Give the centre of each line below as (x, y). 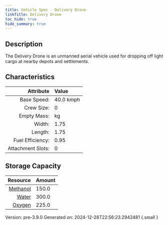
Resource (19, 180)
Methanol (20, 188)
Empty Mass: (34, 115)
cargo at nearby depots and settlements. (47, 61)
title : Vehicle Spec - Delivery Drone (46, 10)
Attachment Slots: (29, 148)
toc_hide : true (21, 19)
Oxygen (22, 204)
